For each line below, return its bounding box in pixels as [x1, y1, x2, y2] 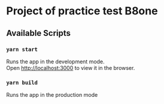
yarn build [6, 79, 38, 86]
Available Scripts [6, 28, 71, 38]
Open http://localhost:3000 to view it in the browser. [6, 64, 135, 71]
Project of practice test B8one [6, 4, 158, 18]
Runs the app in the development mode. [6, 58, 105, 65]
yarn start [6, 46, 38, 53]
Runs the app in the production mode [6, 91, 98, 99]
